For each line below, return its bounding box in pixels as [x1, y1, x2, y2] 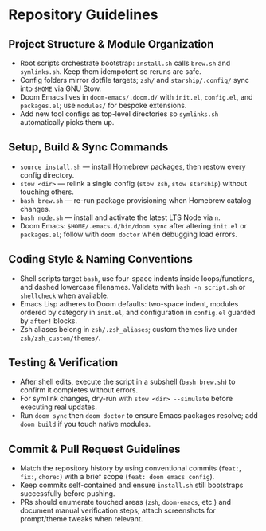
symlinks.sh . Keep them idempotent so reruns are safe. [19, 67, 201, 76]
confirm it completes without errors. [19, 385, 139, 395]
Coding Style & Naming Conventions [8, 252, 193, 266]
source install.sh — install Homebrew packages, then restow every [19, 162, 246, 171]
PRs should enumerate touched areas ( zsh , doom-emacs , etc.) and [19, 498, 232, 507]
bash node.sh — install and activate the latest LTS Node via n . [19, 213, 221, 222]
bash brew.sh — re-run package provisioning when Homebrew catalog [19, 195, 252, 205]
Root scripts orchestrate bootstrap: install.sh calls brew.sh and [19, 58, 231, 68]
